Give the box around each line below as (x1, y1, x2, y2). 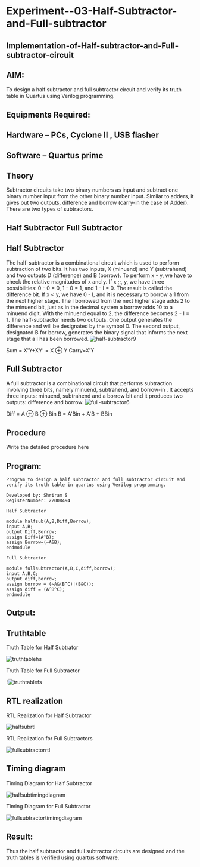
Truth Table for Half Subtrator (6, 644, 79, 651)
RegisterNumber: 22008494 (6, 497, 70, 504)
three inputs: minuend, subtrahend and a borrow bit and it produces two (6, 392, 183, 399)
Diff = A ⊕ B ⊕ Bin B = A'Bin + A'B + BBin (6, 410, 112, 417)
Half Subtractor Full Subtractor (6, 223, 123, 233)
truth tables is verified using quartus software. (6, 854, 120, 861)
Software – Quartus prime (6, 150, 104, 161)
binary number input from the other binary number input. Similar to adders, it (6, 193, 194, 200)
